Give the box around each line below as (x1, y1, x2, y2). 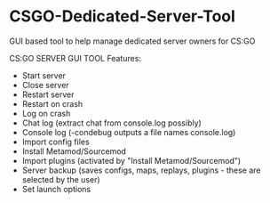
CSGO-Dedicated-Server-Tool (9, 6, 235, 27)
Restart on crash (21, 98, 83, 109)
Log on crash (21, 108, 71, 118)
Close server (21, 79, 69, 90)
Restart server (21, 89, 75, 100)
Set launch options (21, 183, 91, 194)
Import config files (21, 136, 91, 147)
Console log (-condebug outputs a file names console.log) (21, 126, 236, 137)
